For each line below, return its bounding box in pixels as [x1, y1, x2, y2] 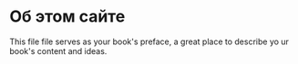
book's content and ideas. [9, 45, 108, 56]
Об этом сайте [9, 6, 126, 27]
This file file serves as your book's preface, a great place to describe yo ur [9, 36, 290, 47]
